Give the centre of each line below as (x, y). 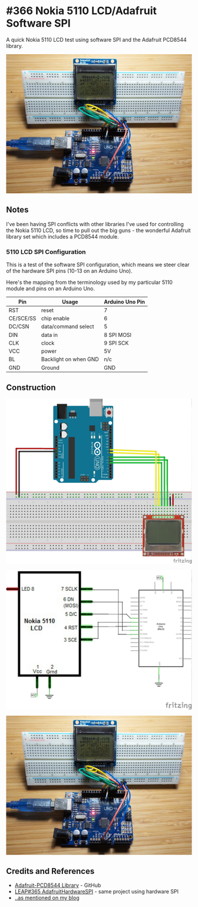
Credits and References (50, 871)
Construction (31, 388)
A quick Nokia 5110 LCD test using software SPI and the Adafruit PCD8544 (96, 39)
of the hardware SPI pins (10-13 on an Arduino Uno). (69, 271)
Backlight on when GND (70, 359)
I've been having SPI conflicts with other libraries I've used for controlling (95, 224)
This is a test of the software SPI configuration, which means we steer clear (98, 265)
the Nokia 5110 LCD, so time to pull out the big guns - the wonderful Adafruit (98, 230)
